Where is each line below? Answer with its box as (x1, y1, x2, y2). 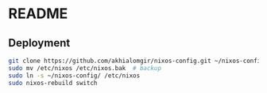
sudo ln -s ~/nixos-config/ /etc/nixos (8, 72, 141, 80)
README (8, 5, 68, 23)
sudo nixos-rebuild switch (8, 79, 98, 87)
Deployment (8, 36, 71, 50)
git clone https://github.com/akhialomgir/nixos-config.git (8, 57, 212, 65)
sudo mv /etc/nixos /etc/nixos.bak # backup (8, 64, 161, 72)
